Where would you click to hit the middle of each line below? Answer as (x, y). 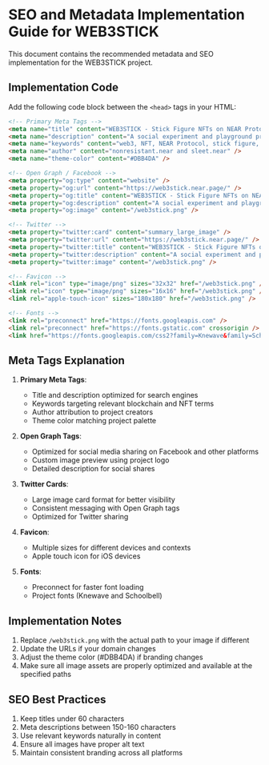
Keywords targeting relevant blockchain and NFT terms (123, 404)
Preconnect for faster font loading (88, 587)
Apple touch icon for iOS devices (86, 556)
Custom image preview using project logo (100, 460)
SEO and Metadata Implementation (127, 15)
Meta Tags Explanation (67, 360)
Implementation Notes (65, 621)
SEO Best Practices (57, 699)
